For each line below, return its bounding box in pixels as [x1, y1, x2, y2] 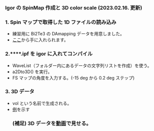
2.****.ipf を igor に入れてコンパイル [5, 51, 93, 57]
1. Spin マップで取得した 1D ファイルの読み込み [5, 19, 117, 26]
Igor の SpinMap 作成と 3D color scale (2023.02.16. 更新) [5, 4, 142, 11]
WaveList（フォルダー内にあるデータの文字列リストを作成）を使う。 [12, 62, 152, 68]
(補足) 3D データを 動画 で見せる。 [12, 120, 91, 127]
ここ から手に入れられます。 [12, 37, 69, 43]
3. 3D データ [5, 88, 35, 95]
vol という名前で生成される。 [12, 100, 72, 106]
